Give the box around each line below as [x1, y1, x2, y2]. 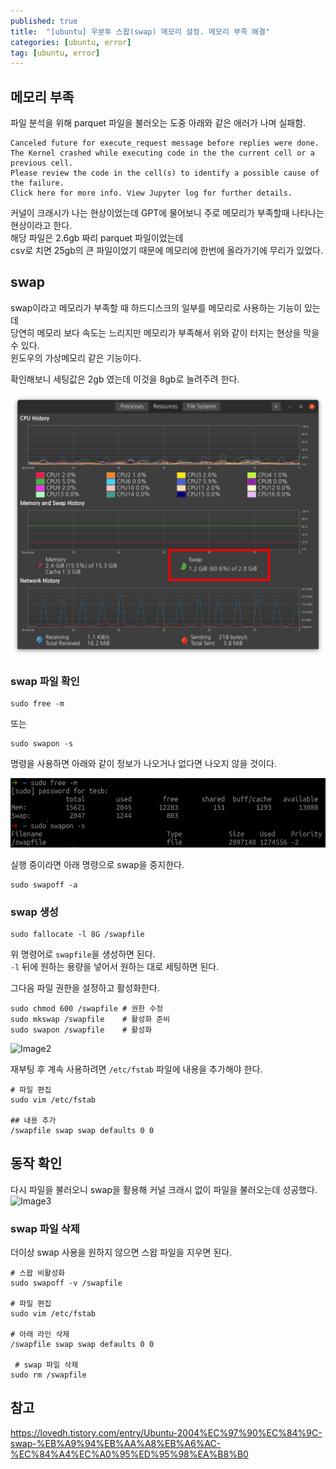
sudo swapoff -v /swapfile [10, 1278, 123, 1289]
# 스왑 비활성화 [10, 1268, 66, 1279]
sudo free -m [10, 699, 65, 709]
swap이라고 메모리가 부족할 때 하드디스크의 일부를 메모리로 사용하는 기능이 [10, 301, 303, 314]
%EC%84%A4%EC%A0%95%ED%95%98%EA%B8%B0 [10, 1448, 249, 1460]
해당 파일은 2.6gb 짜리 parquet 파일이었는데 [10, 232, 184, 244]
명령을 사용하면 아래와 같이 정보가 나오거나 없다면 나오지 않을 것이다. [10, 758, 277, 770]
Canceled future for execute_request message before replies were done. [10, 138, 320, 149]
